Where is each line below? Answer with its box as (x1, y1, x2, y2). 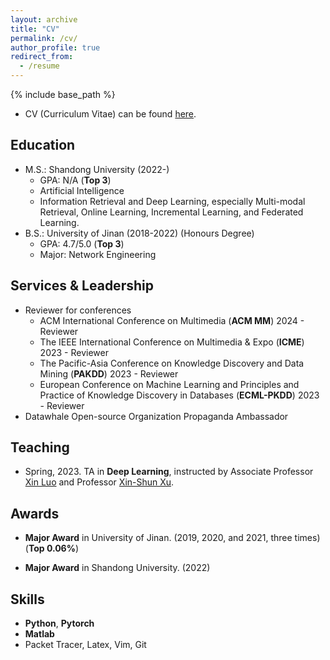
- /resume (19, 61, 60, 71)
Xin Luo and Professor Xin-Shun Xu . (24, 476, 175, 488)
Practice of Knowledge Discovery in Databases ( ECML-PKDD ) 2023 (39, 389, 320, 401)
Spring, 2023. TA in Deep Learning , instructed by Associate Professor (24, 466, 314, 478)
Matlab (24, 628, 55, 640)
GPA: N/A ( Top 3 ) (39, 174, 112, 186)
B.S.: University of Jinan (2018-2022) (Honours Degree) (24, 227, 255, 239)
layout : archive (10, 14, 78, 25)
